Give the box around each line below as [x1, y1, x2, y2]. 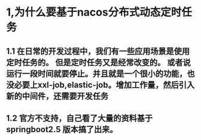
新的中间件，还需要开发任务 [6, 91, 109, 101]
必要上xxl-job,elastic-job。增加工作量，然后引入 [14, 80, 195, 90]
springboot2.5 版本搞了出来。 [6, 124, 118, 135]
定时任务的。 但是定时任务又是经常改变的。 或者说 [6, 57, 191, 68]
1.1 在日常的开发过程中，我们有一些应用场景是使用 [6, 46, 190, 56]
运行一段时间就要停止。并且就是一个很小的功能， [6, 68, 187, 78]
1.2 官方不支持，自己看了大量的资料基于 [6, 113, 153, 123]
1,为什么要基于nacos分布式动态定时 [6, 5, 182, 19]
